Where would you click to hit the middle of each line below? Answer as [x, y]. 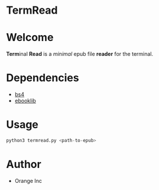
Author [24, 164]
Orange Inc [28, 180]
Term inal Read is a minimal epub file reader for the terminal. [80, 54]
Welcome [30, 38]
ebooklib [25, 101]
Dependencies [43, 78]
